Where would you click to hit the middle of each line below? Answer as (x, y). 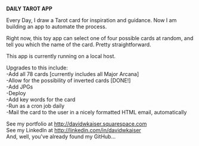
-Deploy (16, 93)
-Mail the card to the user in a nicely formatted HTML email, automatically (97, 112)
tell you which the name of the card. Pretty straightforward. (79, 45)
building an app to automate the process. (57, 27)
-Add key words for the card (41, 99)
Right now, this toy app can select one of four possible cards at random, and (100, 38)
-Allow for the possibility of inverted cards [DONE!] (69, 80)
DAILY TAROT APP (29, 9)
